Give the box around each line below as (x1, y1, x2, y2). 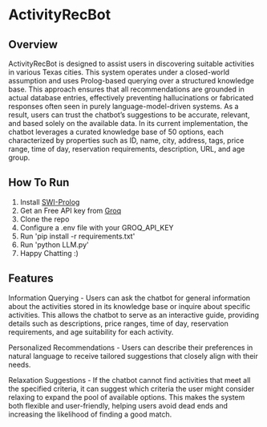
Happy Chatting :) (19, 248, 79, 258)
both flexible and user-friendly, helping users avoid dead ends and (8, 401, 229, 410)
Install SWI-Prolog (19, 197, 80, 206)
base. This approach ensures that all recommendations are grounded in (8, 84, 245, 94)
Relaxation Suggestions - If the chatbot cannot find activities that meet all (8, 375, 251, 384)
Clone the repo (19, 214, 70, 224)
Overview (8, 38, 59, 51)
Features (8, 271, 54, 286)
